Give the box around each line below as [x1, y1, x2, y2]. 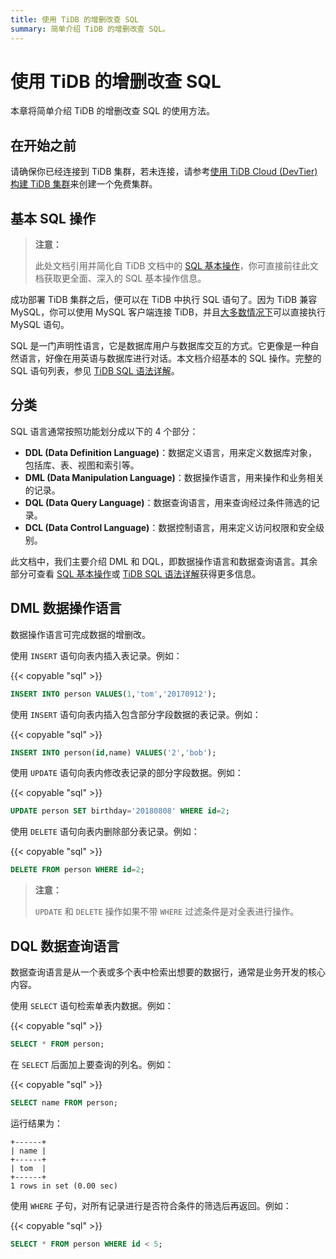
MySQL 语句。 [10, 319, 70, 331]
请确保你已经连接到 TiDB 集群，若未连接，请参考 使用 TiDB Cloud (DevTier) [10, 166, 318, 178]
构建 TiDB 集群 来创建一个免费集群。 [10, 178, 158, 190]
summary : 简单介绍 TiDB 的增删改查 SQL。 [10, 24, 170, 34]
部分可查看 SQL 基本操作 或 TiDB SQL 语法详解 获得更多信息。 [10, 567, 262, 580]
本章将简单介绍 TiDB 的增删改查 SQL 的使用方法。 [10, 105, 216, 117]
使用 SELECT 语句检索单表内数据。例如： [10, 1000, 174, 1011]
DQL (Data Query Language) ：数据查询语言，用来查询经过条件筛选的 [24, 496, 312, 508]
